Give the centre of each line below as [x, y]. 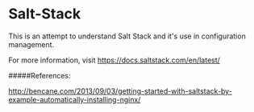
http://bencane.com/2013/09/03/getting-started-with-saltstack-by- [120, 91]
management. [31, 44]
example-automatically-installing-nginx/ [75, 99]
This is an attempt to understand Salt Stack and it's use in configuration [127, 36]
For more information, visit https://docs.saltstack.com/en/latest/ [114, 60]
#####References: [40, 75]
